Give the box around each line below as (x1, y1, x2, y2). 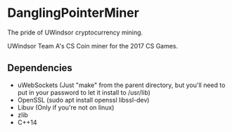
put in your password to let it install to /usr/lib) (17, 88, 151, 96)
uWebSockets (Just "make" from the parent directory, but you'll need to (17, 81, 226, 89)
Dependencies (7, 62, 72, 74)
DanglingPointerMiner (7, 5, 139, 21)
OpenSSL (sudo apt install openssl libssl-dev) (17, 95, 150, 104)
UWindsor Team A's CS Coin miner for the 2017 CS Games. (7, 41, 179, 50)
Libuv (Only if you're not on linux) (17, 103, 115, 112)
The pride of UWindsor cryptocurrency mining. (7, 28, 143, 37)
